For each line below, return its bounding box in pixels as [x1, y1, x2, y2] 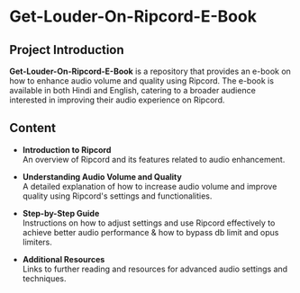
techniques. [22, 272, 67, 284]
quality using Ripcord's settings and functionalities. [22, 191, 213, 201]
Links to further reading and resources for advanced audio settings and [22, 263, 288, 274]
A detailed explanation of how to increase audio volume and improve [22, 181, 277, 191]
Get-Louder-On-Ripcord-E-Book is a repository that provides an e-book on [9, 66, 291, 76]
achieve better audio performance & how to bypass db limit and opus [22, 226, 279, 237]
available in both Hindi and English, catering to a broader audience [9, 85, 257, 95]
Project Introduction [9, 42, 124, 58]
